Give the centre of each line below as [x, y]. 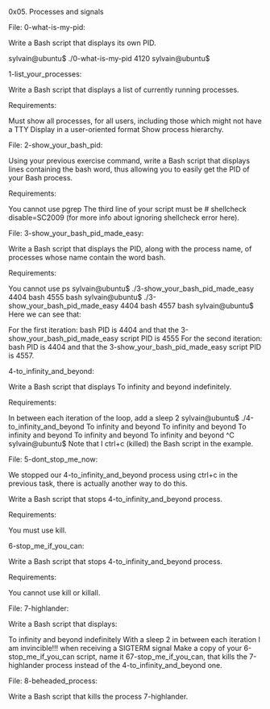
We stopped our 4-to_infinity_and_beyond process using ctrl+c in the [123, 475]
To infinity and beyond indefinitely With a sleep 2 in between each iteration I [134, 639]
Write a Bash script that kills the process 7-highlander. [98, 697]
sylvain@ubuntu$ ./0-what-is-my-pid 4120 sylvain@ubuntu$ [109, 58]
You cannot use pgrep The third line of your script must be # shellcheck [128, 209]
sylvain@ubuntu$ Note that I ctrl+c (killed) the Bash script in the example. [131, 444]
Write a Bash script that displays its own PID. [82, 43]
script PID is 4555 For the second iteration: [191, 338]
